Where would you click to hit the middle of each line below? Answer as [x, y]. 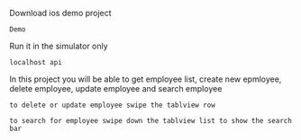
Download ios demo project [60, 13]
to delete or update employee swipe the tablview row [113, 105]
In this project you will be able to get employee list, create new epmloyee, [146, 79]
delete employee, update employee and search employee [116, 88]
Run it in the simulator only [59, 46]
